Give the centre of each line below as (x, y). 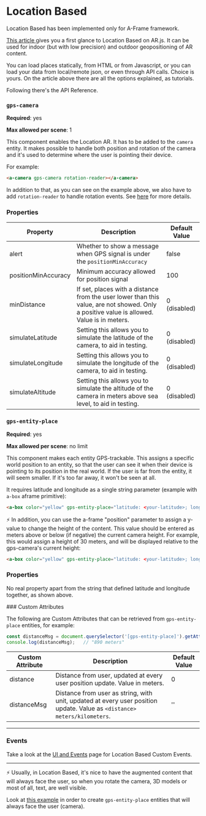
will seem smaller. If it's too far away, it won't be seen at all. (81, 477)
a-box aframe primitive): (36, 496)
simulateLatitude (33, 338)
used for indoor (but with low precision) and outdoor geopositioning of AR (100, 47)
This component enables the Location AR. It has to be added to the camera (100, 142)
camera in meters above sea (117, 396)
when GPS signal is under (113, 254)
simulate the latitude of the (115, 338)
